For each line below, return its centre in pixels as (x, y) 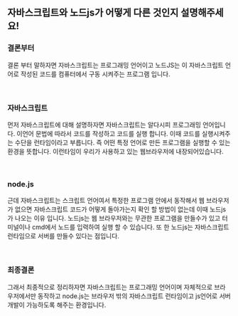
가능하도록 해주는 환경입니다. (66, 305)
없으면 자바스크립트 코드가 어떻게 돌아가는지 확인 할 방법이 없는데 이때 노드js (120, 209)
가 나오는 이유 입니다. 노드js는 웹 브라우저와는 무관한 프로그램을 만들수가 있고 (114, 218)
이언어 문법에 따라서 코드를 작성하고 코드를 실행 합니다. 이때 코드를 (108, 133)
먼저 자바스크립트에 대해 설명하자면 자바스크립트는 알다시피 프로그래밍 (104, 125)
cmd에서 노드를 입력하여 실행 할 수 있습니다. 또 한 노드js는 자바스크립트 (130, 227)
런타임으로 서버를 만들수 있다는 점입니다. (63, 236)
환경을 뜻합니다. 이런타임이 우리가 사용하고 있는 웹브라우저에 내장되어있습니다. (115, 151)
